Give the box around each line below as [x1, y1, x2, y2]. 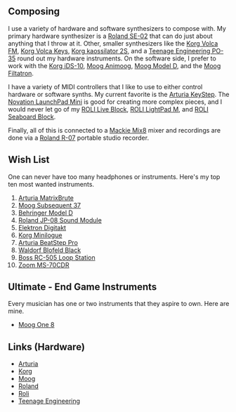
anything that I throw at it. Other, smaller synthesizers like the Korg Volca [8, 39, 218, 48]
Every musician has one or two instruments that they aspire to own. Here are [8, 300, 230, 308]
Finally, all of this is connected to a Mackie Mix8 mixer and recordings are [8, 126, 221, 134]
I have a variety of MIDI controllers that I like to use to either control [8, 82, 203, 91]
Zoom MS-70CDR [18, 260, 70, 269]
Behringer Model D [18, 208, 73, 217]
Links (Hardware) [8, 340, 85, 353]
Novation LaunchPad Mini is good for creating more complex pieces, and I [8, 98, 223, 106]
